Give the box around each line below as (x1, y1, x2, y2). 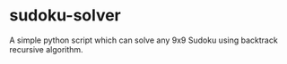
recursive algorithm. (9, 44, 83, 54)
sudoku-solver (9, 5, 121, 26)
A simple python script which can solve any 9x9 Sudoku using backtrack (9, 35, 278, 45)
